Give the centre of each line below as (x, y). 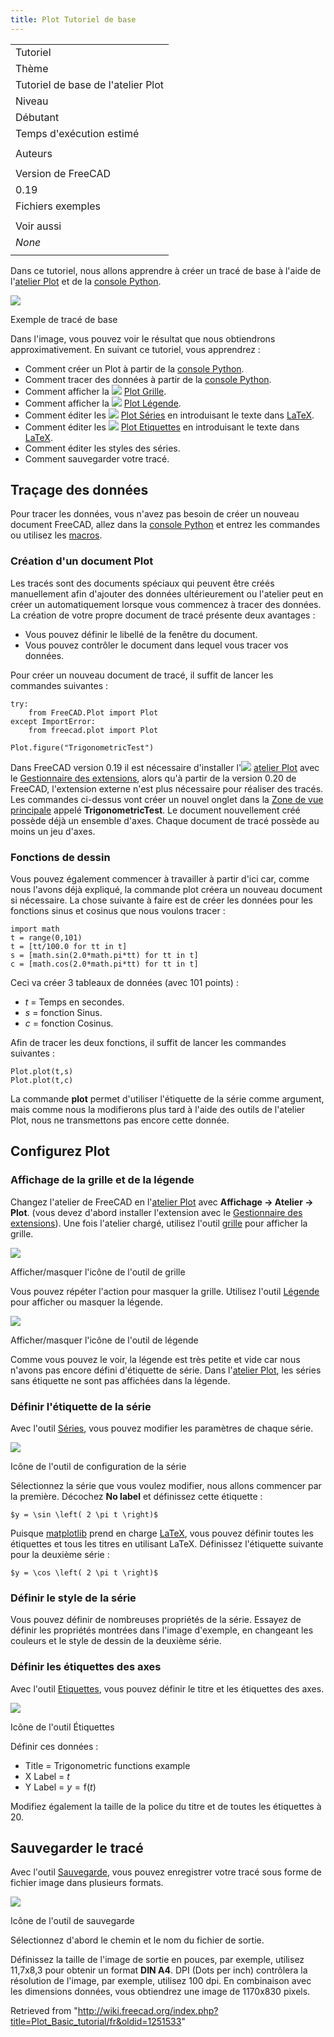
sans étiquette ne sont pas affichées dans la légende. (120, 1380)
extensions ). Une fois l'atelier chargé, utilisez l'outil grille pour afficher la (159, 1223)
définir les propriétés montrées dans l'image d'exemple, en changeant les (162, 1630)
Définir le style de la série (73, 1598)
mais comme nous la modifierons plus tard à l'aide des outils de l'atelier (158, 1110)
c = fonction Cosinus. (69, 1023)
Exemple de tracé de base (64, 319)
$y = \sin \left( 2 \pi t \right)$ (84, 1515)
